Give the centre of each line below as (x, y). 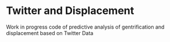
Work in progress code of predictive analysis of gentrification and (85, 27)
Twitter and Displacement (70, 11)
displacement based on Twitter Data (50, 33)
